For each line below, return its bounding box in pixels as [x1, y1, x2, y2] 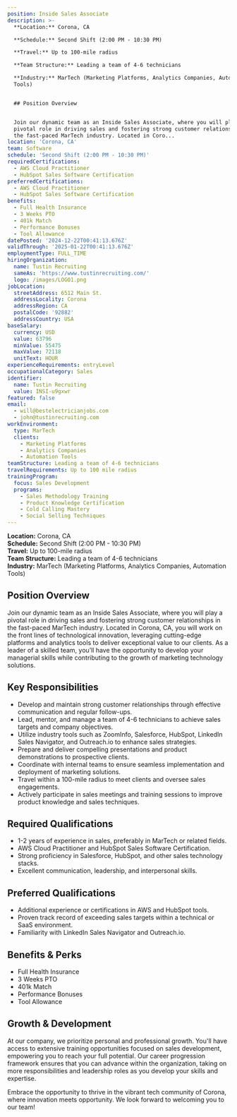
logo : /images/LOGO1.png [13, 276, 87, 283]
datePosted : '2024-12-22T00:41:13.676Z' [7, 237, 128, 244]
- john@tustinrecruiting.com [13, 414, 99, 421]
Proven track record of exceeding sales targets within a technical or [17, 913, 214, 922]
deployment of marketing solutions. [17, 767, 121, 776]
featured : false [7, 394, 55, 401]
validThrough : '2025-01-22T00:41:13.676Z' [7, 243, 134, 250]
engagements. [17, 783, 60, 791]
